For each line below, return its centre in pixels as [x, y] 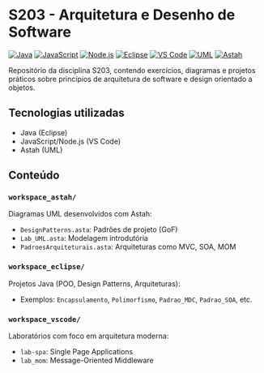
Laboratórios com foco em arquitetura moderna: [89, 336]
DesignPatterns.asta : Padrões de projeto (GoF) [99, 229]
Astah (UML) [41, 150]
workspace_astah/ [43, 197]
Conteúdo [34, 176]
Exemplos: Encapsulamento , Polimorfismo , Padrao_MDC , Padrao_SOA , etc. [136, 299]
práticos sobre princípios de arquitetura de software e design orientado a [130, 79]
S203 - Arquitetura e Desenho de [122, 15]
